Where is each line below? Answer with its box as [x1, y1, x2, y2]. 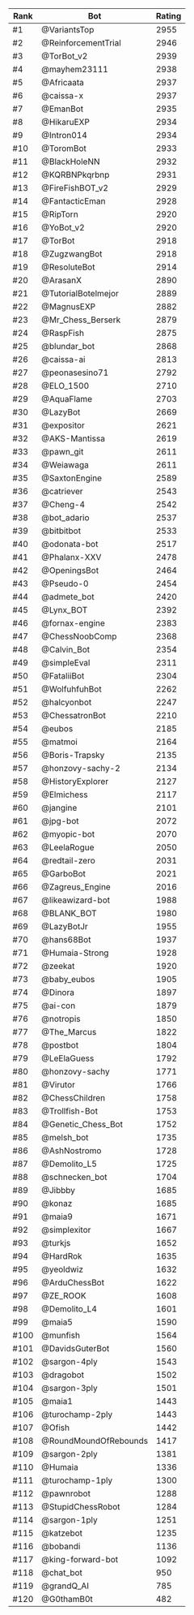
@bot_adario [41, 512, 91, 523]
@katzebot [41, 1527, 83, 1539]
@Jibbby [41, 1185, 75, 1195]
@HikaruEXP [41, 117, 91, 127]
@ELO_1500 [41, 381, 90, 391]
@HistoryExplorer [41, 776, 109, 786]
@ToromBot [41, 143, 87, 153]
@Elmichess [41, 789, 88, 800]
